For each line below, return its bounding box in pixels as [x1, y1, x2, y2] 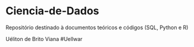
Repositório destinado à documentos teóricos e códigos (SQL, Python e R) [5, 24, 189, 31]
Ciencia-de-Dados [5, 4, 100, 18]
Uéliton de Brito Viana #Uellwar [5, 35, 83, 42]
